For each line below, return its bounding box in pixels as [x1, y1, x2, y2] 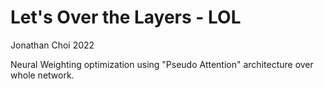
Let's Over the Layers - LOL [10, 6, 242, 29]
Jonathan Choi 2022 [10, 39, 95, 51]
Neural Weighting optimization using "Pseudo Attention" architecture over [10, 58, 314, 70]
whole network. [10, 69, 75, 81]
